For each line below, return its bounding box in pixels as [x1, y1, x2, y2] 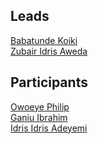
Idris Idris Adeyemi [10, 122, 88, 134]
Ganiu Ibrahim [10, 111, 68, 123]
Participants [10, 74, 88, 91]
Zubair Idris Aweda [10, 45, 88, 57]
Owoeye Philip [10, 100, 70, 113]
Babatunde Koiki [10, 34, 78, 46]
